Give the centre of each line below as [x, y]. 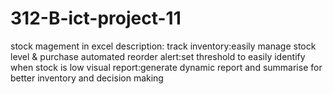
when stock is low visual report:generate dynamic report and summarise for [166, 67]
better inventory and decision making [87, 78]
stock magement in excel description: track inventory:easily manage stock [163, 46]
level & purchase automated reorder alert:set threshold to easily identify [158, 56]
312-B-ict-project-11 [96, 18]
